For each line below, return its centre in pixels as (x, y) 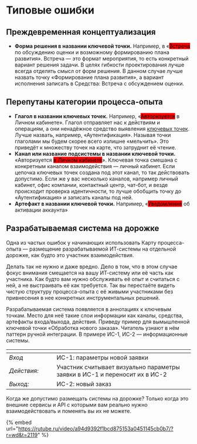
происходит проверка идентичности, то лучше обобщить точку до (98, 191)
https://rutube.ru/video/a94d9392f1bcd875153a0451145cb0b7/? (96, 428)
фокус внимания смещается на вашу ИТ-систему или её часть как (90, 273)
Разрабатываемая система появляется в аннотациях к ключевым (89, 309)
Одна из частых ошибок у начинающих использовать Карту (81, 242)
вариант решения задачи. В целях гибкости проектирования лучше (99, 65)
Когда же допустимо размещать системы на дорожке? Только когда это (97, 398)
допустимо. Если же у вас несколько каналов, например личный (96, 178)
